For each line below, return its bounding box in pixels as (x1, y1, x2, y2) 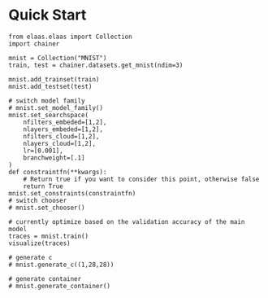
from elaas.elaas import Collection (8, 33, 132, 41)
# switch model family (8, 96, 85, 105)
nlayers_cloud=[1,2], (23, 139, 96, 147)
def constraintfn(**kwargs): (8, 168, 107, 176)
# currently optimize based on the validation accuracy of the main (8, 217, 245, 226)
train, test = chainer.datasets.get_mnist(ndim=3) (8, 61, 184, 69)
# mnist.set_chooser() (8, 204, 85, 212)
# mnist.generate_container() (8, 282, 111, 290)
